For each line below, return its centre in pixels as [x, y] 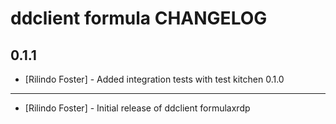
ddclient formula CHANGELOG [139, 18]
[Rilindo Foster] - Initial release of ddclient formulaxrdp [137, 108]
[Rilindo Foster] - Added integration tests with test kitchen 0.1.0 [154, 79]
